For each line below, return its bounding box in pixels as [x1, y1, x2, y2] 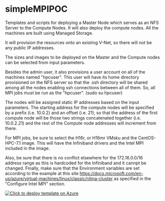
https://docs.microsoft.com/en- [79, 170, 143, 176]
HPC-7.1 [5, 140, 21, 146]
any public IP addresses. [5, 45, 55, 50]
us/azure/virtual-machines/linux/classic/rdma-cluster [5, 176, 113, 181]
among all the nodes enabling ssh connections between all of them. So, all [5, 84, 156, 90]
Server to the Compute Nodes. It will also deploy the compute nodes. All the [5, 25, 159, 30]
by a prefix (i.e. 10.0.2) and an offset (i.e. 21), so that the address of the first [5, 109, 158, 116]
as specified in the [113, 176, 151, 181]
